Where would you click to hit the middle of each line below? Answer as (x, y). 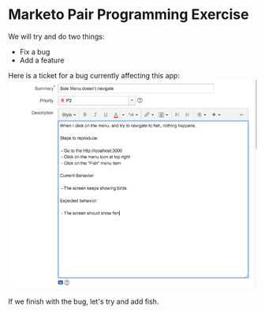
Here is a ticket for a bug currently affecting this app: (94, 75)
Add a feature (42, 60)
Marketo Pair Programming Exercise (129, 15)
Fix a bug (35, 51)
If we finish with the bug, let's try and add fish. (84, 301)
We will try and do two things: (56, 36)
